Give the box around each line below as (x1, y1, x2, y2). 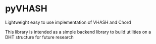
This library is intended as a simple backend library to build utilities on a (5, 29, 151, 35)
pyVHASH (5, 3, 48, 14)
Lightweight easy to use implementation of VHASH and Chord (5, 19, 131, 25)
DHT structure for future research (5, 34, 74, 40)
